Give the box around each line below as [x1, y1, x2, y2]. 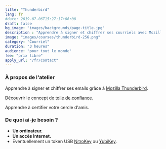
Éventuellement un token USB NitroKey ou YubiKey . [12, 138, 117, 144]
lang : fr [5, 12, 23, 17]
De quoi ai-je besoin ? [5, 116, 58, 123]
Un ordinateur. [12, 128, 43, 134]
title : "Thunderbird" [5, 7, 50, 12]
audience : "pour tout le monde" [5, 48, 72, 53]
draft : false [5, 21, 32, 26]
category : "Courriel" [5, 39, 50, 44]
